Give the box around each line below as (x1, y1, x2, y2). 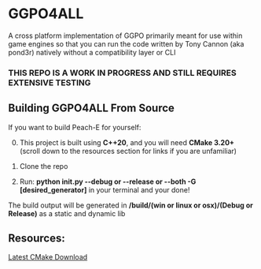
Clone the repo (19, 161, 68, 170)
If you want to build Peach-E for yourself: (8, 122, 142, 132)
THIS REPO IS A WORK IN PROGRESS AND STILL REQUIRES (8, 67, 237, 78)
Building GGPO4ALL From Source (8, 102, 175, 115)
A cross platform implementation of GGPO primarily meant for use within (8, 31, 243, 40)
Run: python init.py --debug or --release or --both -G (19, 177, 197, 186)
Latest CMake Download (8, 252, 88, 262)
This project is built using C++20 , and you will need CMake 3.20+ (19, 137, 234, 147)
